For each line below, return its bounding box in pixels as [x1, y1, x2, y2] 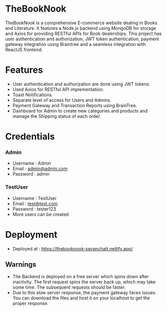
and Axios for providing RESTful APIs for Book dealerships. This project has [5, 30, 162, 36]
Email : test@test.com [12, 200, 58, 206]
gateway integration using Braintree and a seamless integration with [5, 41, 146, 47]
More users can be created [12, 211, 69, 217]
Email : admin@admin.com [12, 166, 68, 172]
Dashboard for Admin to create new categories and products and [12, 108, 148, 114]
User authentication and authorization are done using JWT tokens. [12, 81, 150, 87]
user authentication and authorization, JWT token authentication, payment [5, 36, 159, 42]
